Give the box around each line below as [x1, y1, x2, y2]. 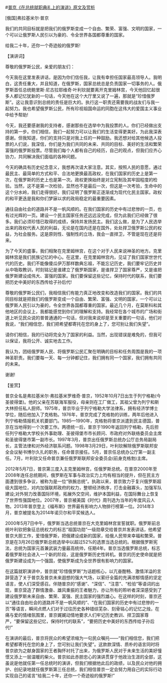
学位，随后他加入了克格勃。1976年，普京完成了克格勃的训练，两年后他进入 [5, 412, 159, 417]
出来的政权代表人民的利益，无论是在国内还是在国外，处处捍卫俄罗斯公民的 [5, 225, 158, 231]
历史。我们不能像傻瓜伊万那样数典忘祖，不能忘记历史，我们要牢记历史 [13, 260, 158, 266]
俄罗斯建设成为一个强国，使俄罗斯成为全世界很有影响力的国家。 [5, 558, 136, 564]
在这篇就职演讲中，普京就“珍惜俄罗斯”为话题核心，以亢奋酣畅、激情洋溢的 [5, 569, 158, 574]
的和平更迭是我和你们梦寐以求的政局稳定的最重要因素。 [5, 195, 118, 201]
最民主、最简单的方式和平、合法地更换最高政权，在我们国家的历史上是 [5, 170, 149, 176]
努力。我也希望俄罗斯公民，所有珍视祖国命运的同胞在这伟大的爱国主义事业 [9, 105, 162, 111]
